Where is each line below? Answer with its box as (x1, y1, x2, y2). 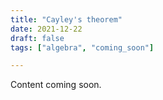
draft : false (10, 33, 65, 43)
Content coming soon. (10, 79, 102, 91)
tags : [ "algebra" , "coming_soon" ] (10, 42, 155, 53)
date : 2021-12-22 (10, 24, 83, 34)
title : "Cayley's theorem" (10, 14, 123, 25)
